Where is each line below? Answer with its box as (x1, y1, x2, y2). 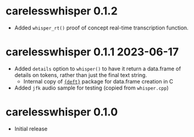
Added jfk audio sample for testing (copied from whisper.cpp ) (14, 84, 169, 91)
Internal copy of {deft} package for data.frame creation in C (23, 78, 174, 85)
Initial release (14, 125, 48, 132)
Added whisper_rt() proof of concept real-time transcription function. (14, 24, 189, 31)
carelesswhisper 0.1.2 (5, 4, 118, 18)
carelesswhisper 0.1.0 (5, 105, 118, 119)
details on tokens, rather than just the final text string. (14, 71, 147, 79)
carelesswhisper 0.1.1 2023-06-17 (5, 45, 179, 59)
